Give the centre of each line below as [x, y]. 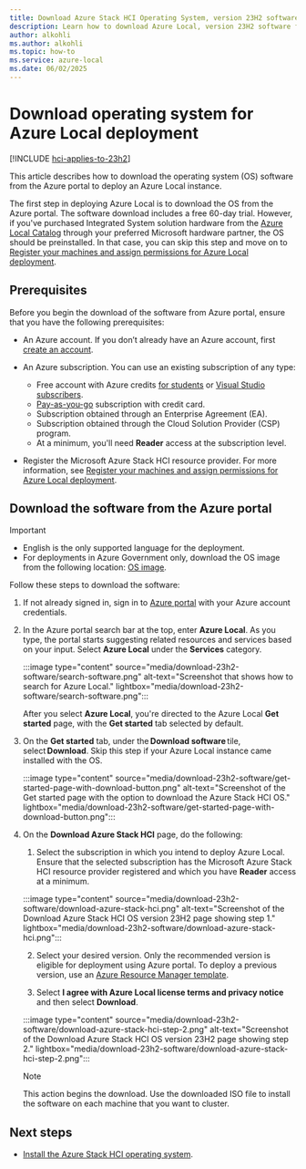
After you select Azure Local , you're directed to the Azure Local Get [151, 714]
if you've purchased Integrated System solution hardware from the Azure [147, 222]
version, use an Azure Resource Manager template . [133, 975]
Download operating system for [132, 114]
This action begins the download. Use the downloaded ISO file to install [157, 1094]
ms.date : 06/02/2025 [49, 69]
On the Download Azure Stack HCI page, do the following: [133, 834]
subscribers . [60, 394]
